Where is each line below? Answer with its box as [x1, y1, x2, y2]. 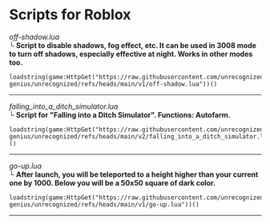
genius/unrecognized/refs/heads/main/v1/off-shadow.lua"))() [9, 80, 218, 88]
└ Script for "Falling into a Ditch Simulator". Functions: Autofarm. [9, 110, 231, 119]
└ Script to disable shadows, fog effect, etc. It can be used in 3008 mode [9, 40, 257, 50]
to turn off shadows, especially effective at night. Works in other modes [9, 49, 253, 58]
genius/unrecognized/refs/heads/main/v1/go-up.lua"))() [9, 200, 199, 209]
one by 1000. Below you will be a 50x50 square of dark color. [9, 178, 216, 187]
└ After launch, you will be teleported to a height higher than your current [9, 170, 259, 179]
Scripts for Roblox [9, 6, 131, 24]
